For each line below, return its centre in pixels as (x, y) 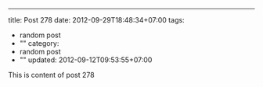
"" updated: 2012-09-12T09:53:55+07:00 (86, 60)
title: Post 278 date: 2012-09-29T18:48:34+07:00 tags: (97, 20)
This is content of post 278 (52, 75)
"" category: (39, 43)
